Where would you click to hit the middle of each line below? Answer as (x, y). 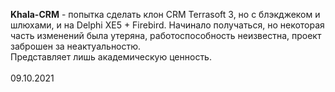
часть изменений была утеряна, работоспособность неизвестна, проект (166, 35)
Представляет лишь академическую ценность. (111, 57)
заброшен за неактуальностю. (76, 46)
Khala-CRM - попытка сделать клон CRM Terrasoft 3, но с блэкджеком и (165, 14)
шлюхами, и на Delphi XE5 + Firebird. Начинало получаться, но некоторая (167, 25)
